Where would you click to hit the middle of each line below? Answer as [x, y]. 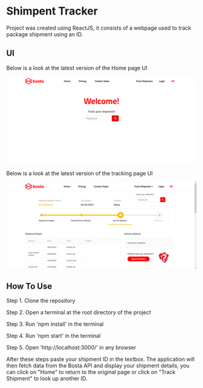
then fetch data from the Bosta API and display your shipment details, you [98, 366]
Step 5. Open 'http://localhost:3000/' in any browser [71, 348]
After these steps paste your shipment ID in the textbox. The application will [101, 359]
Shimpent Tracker [52, 11]
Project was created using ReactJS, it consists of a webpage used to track [99, 28]
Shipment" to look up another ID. [47, 378]
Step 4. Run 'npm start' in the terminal [53, 336]
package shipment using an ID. [45, 34]
